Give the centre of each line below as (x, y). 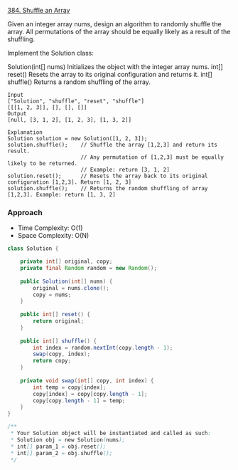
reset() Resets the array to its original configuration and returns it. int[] (110, 74)
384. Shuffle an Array (39, 10)
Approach (25, 212)
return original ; (58, 321)
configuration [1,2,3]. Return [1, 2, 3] (70, 182)
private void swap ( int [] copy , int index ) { (87, 380)
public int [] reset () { (55, 315)
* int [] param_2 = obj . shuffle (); (61, 453)
